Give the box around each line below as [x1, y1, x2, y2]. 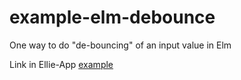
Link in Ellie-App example [9, 58, 114, 70]
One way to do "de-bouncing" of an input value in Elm [9, 39, 232, 51]
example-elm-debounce [9, 6, 216, 29]
